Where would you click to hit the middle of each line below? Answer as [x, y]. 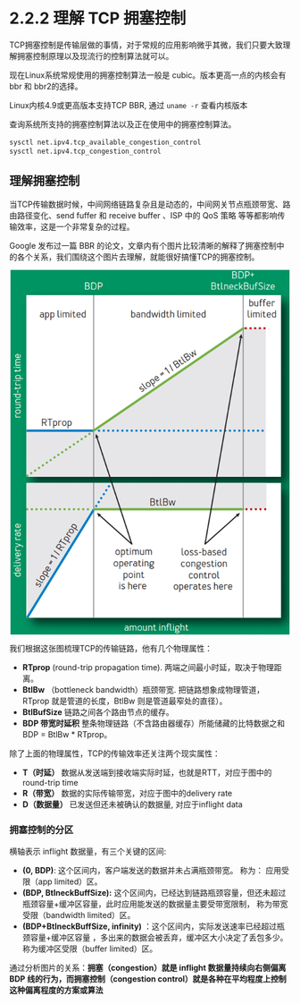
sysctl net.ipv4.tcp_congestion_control [86, 151]
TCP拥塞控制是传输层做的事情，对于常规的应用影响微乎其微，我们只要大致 [146, 45]
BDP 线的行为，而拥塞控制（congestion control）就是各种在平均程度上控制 [148, 978]
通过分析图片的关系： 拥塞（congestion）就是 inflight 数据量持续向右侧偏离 [148, 967]
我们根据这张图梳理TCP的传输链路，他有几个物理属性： [111, 649]
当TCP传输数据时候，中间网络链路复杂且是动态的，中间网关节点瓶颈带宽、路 [150, 204]
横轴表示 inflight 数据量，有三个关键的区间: [88, 851]
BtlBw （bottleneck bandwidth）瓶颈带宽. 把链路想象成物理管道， [143, 690]
